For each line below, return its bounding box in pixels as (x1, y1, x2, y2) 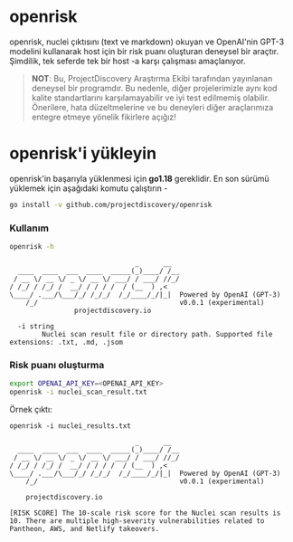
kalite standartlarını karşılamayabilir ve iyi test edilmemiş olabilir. (31, 92, 269, 103)
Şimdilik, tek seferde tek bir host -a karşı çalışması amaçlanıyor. (9, 55, 246, 66)
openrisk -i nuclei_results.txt (9, 421, 131, 431)
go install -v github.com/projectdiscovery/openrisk (9, 200, 213, 209)
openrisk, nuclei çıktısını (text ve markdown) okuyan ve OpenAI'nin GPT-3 (9, 36, 285, 47)
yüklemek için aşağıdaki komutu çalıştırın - (9, 183, 168, 194)
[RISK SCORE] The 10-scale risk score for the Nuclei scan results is (9, 509, 281, 518)
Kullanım (9, 222, 50, 234)
